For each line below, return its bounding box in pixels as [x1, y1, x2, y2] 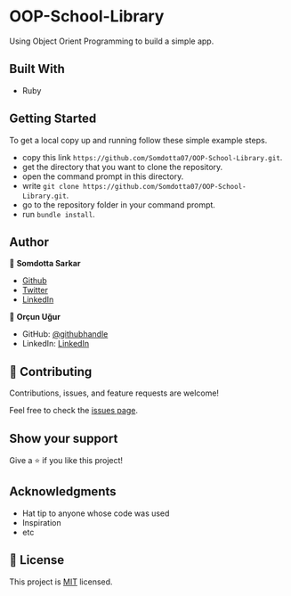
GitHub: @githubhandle [21, 329, 109, 339]
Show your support [9, 430, 118, 446]
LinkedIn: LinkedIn [21, 339, 90, 349]
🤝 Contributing [9, 363, 93, 380]
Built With [9, 61, 65, 77]
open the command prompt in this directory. [21, 171, 184, 182]
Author [9, 234, 49, 249]
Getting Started [9, 111, 97, 127]
